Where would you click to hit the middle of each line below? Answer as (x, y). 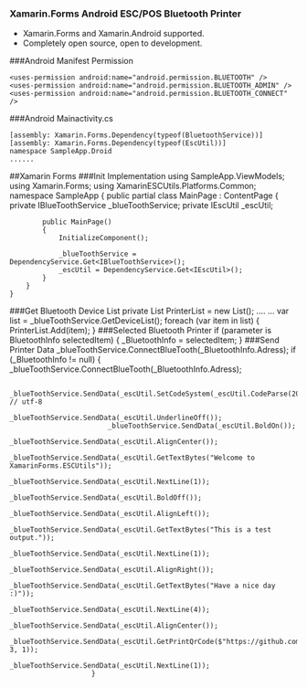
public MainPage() (77, 222)
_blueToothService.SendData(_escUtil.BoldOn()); (202, 426)
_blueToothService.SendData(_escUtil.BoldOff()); (106, 498)
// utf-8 (26, 402)
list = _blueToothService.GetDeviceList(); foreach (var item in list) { (135, 321)
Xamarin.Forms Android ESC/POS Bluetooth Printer (126, 14)
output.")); (32, 538)
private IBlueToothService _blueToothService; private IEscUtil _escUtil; (142, 206)
